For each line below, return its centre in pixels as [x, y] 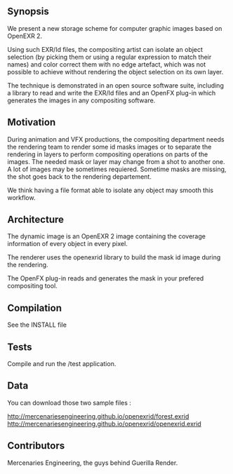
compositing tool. [32, 286]
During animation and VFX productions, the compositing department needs [116, 139]
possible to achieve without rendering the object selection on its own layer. [115, 72]
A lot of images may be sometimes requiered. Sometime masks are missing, [117, 169]
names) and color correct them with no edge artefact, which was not [107, 64]
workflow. [21, 197]
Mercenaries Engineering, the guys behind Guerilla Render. [93, 463]
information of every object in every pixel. [67, 244]
